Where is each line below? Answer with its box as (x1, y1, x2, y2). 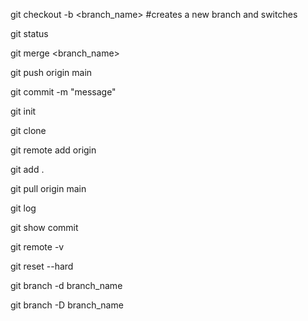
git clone (10, 125, 47, 136)
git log (10, 202, 37, 214)
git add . (10, 164, 45, 175)
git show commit (10, 222, 79, 233)
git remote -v (10, 241, 65, 253)
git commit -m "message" (10, 86, 117, 98)
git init (10, 105, 37, 117)
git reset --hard (10, 260, 74, 272)
